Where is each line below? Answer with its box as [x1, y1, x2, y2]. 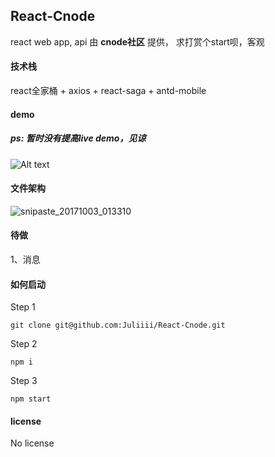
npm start [10, 394, 52, 404]
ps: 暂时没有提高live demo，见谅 [10, 132, 147, 144]
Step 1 [10, 301, 36, 313]
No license [10, 437, 55, 449]
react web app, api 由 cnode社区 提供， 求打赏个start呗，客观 [10, 35, 265, 48]
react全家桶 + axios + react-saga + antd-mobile [10, 85, 207, 97]
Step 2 [10, 338, 38, 350]
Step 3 [10, 375, 38, 387]
